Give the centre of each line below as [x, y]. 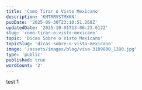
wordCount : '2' [25, 65]
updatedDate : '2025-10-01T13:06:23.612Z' [57, 28]
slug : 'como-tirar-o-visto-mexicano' [52, 33]
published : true [26, 60]
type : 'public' [25, 55]
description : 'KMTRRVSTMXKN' [41, 17]
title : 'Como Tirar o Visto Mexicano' [53, 11]
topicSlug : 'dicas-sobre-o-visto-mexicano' [60, 44]
